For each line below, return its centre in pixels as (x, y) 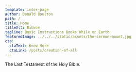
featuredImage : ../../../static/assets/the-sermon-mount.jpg (68, 37)
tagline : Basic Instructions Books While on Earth (57, 32)
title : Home (17, 23)
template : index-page (27, 9)
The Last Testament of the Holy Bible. (43, 64)
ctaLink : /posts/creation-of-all (43, 50)
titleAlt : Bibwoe (23, 28)
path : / (13, 18)
